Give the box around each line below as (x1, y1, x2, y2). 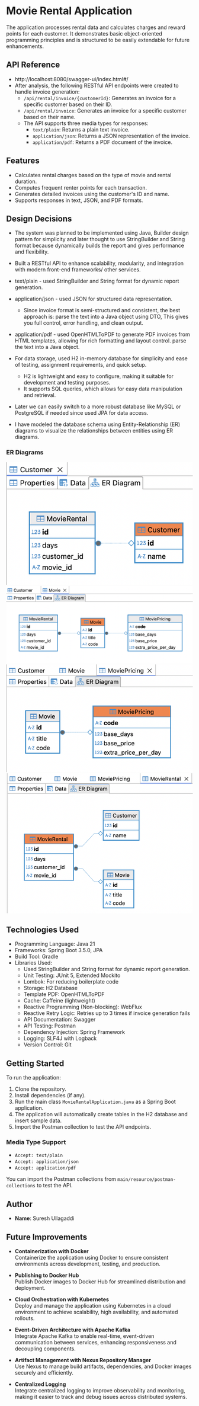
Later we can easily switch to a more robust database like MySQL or (14, 403, 181, 410)
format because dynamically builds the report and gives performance (14, 242, 185, 249)
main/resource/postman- (117, 1177, 176, 1183)
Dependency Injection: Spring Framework (23, 1029, 126, 1036)
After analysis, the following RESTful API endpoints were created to (14, 82, 179, 89)
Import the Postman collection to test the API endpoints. (14, 1123, 152, 1130)
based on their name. (23, 113, 76, 120)
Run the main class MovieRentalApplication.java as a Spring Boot (14, 1098, 176, 1106)
